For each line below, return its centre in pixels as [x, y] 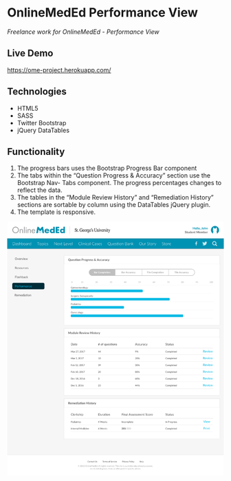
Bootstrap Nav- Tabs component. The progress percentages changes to [119, 183]
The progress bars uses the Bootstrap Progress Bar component [107, 168]
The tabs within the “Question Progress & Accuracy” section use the [114, 175]
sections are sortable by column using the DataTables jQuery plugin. [114, 205]
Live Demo [30, 53]
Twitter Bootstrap [42, 122]
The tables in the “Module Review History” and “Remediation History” [115, 197]
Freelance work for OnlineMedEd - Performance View [83, 32]
